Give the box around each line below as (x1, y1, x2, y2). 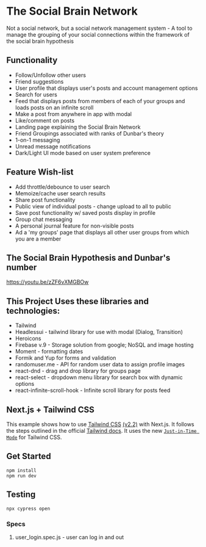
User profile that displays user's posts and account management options (15, 84, 198, 92)
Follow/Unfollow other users (15, 71, 87, 79)
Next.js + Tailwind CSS (6, 404, 94, 415)
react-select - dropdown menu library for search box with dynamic (15, 374, 183, 381)
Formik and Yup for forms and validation (15, 354, 116, 361)
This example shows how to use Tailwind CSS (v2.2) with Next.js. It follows (6, 421, 194, 428)
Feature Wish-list (6, 167, 74, 178)
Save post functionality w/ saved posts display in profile (15, 209, 156, 216)
